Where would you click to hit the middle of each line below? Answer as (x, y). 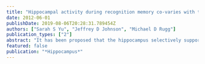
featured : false (27, 46)
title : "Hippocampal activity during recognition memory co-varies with (101, 12)
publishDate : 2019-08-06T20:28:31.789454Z (61, 23)
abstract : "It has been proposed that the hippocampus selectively (94, 40)
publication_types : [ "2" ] (39, 35)
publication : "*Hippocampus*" (45, 52)
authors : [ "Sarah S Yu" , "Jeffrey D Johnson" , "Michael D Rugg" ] (91, 29)
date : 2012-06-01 (28, 18)
